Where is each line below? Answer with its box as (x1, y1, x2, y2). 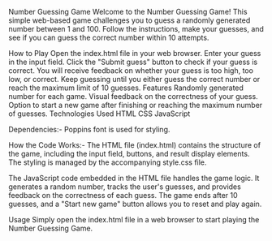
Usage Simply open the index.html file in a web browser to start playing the (8, 215, 260, 224)
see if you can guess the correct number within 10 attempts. (8, 32, 209, 42)
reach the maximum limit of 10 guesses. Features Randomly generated (8, 83, 244, 93)
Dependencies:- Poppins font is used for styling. (8, 125, 171, 134)
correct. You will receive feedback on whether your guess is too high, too (8, 66, 254, 75)
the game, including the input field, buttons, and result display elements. (8, 149, 250, 158)
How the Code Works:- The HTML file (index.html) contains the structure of (8, 140, 261, 149)
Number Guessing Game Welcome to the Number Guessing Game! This (8, 7, 248, 16)
